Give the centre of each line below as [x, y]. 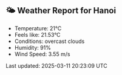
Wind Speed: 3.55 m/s [42, 54]
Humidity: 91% [32, 47]
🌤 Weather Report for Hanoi [61, 11]
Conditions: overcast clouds [49, 41]
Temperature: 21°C [38, 28]
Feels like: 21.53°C [38, 34]
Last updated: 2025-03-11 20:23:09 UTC [56, 65]
